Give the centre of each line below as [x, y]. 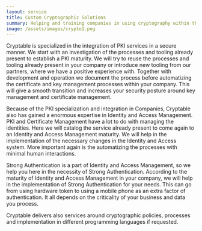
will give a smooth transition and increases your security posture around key [101, 90]
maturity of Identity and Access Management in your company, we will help [99, 178]
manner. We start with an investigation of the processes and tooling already [100, 52]
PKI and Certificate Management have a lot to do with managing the [90, 122]
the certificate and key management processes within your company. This [98, 84]
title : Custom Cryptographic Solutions [56, 17]
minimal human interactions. [41, 154]
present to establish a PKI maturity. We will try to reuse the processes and [98, 59]
